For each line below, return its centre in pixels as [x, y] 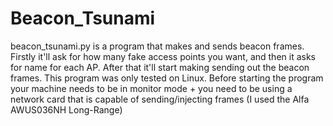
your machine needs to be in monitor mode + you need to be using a [151, 88]
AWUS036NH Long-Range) [66, 109]
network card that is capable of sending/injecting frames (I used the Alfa [160, 99]
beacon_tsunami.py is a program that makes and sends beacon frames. [157, 46]
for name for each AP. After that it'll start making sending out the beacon [160, 67]
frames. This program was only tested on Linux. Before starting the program [167, 78]
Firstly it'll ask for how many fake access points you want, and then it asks [163, 56]
